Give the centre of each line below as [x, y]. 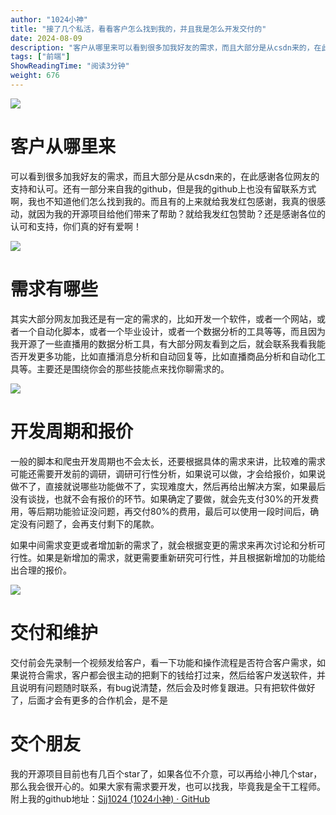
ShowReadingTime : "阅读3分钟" [70, 66]
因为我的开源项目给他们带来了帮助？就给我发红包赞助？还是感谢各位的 [181, 213]
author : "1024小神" [49, 19]
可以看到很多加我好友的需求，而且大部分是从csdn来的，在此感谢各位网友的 [165, 176]
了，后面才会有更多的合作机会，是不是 [89, 700]
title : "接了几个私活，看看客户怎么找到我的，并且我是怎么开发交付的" [138, 29]
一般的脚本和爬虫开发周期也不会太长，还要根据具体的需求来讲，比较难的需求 [168, 461]
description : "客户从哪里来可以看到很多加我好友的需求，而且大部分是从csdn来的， [162, 47]
